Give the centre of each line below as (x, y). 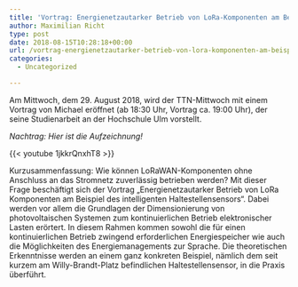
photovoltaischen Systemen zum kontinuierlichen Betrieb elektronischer (141, 218)
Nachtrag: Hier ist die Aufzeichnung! (76, 136)
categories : (31, 59)
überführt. (28, 274)
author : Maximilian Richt (57, 26)
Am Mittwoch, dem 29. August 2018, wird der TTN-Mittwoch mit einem (139, 100)
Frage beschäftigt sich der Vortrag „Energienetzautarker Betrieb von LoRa (144, 189)
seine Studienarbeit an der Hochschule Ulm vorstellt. (106, 119)
